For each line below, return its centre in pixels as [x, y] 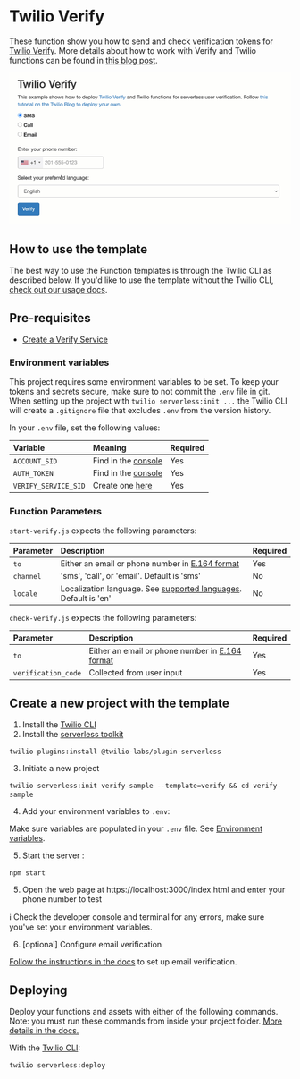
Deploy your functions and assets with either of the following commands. [144, 1012]
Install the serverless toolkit [73, 735]
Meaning [109, 447]
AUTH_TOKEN [33, 474]
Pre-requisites [50, 318]
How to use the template [79, 249]
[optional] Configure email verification [92, 945]
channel [27, 577]
